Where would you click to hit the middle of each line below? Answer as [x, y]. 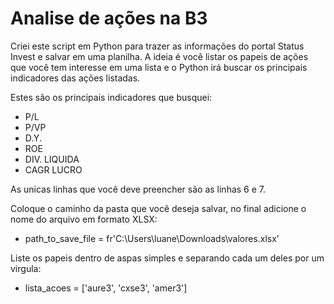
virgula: [26, 268]
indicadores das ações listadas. [75, 78]
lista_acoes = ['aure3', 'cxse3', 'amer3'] [106, 288]
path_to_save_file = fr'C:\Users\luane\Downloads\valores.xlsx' [152, 238]
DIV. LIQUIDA [52, 159]
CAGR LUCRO [53, 169]
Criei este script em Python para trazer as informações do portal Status [157, 46]
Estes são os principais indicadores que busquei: [111, 97]
